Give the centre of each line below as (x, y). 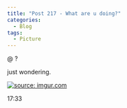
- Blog (23, 26)
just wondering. (29, 72)
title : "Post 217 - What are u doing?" (64, 13)
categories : (24, 20)
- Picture (27, 39)
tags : (15, 33)
